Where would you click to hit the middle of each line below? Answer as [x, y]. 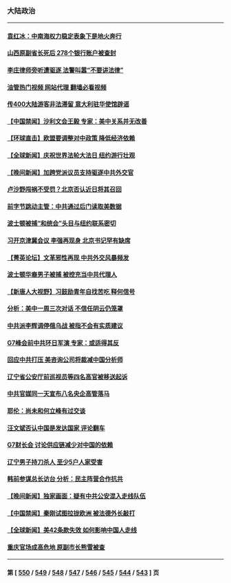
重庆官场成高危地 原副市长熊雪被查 [56, 547]
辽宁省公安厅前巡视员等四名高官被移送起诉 [67, 377]
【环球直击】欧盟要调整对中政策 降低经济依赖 [71, 138]
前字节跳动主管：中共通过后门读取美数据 [64, 206]
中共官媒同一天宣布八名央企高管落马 [58, 394]
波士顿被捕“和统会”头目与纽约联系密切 [62, 223]
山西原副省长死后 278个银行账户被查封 [62, 53]
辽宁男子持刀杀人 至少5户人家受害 [55, 462]
